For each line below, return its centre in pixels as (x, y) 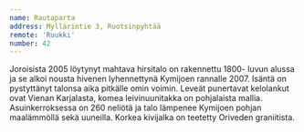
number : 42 (30, 43)
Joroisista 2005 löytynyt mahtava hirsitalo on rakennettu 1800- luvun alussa (152, 69)
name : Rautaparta (42, 18)
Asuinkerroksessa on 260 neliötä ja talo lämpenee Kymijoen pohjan (136, 108)
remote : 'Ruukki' (42, 35)
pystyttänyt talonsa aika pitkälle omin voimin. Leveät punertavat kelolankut (149, 88)
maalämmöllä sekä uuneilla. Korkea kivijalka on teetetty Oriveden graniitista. (152, 117)
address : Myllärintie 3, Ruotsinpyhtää (85, 26)
